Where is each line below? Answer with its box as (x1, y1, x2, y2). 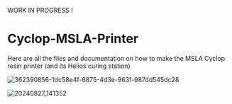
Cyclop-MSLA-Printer (7, 31, 139, 47)
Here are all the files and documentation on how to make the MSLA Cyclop (7, 54, 226, 62)
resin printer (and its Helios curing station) (7, 62, 131, 70)
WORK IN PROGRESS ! (7, 6, 73, 14)
